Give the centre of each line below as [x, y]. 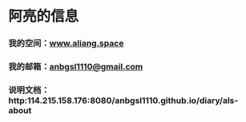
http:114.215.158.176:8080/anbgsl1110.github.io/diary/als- [123, 100]
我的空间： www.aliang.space [66, 43]
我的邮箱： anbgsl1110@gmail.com [76, 67]
